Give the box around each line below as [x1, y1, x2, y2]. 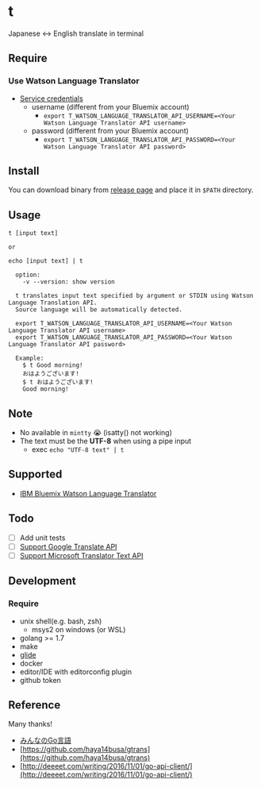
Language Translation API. [8, 299, 98, 307]
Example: [15, 354, 44, 363]
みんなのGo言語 [19, 735, 71, 745]
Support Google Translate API [19, 542, 117, 551]
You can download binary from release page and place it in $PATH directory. [8, 185, 254, 195]
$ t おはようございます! [22, 378, 94, 387]
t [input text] [8, 230, 59, 237]
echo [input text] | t [8, 257, 83, 265]
